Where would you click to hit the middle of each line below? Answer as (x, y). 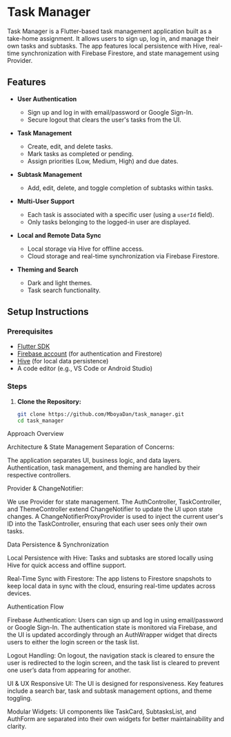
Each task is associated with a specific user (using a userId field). (121, 214)
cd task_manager (40, 421)
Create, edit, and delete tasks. (70, 146)
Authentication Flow (36, 607)
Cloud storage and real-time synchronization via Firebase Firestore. (123, 256)
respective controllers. (39, 475)
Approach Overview (36, 434)
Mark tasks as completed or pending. (80, 153)
